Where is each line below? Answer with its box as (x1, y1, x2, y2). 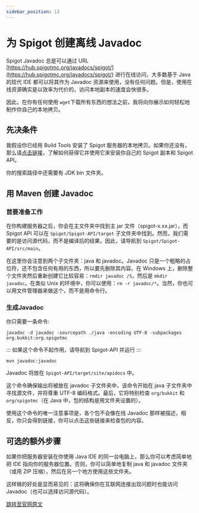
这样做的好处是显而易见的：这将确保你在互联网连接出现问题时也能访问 (6, 480, 178, 488)
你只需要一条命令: (6, 318, 50, 325)
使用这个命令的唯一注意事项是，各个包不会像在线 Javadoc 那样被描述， (6, 409, 181, 417)
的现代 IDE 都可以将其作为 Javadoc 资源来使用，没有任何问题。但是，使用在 (6, 78, 192, 85)
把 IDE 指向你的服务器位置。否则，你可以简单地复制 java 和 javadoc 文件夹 (6, 461, 188, 468)
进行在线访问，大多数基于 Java (115, 71, 191, 78)
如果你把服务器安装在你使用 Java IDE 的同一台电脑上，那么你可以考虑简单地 (6, 453, 192, 460)
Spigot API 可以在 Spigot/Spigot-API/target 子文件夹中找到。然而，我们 (6, 230, 184, 237)
